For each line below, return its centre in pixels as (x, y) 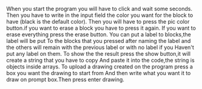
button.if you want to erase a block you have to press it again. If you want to (101, 28)
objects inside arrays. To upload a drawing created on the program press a (99, 67)
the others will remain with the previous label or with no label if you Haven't (100, 47)
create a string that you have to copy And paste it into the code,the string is (101, 60)
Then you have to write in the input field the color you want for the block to (100, 15)
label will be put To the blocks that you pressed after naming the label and (99, 41)
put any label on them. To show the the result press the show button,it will (99, 54)
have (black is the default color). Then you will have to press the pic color (98, 21)
